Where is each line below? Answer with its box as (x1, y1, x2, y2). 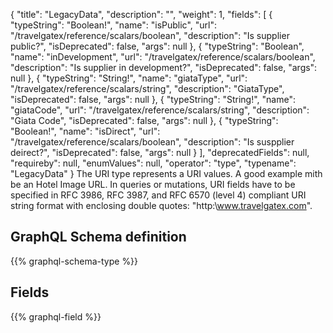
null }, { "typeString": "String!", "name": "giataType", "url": (10, 72, 248, 84)
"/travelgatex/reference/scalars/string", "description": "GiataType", (10, 83, 285, 94)
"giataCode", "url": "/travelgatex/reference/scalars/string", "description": (10, 104, 310, 116)
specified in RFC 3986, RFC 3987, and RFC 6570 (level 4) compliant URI (10, 189, 307, 201)
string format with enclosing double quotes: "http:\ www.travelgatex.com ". (10, 200, 313, 211)
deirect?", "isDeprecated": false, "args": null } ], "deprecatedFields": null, (10, 147, 310, 158)
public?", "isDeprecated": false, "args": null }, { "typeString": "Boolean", (10, 40, 305, 52)
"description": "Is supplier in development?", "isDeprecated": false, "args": (10, 62, 318, 73)
